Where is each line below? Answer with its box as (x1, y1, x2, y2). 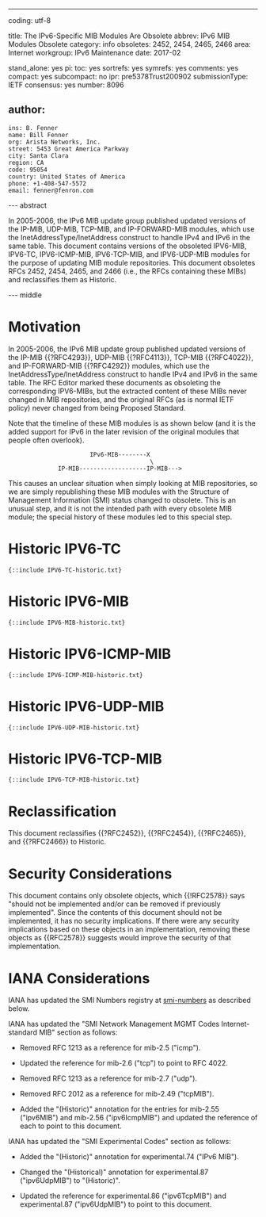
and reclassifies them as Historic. (8, 274, 117, 284)
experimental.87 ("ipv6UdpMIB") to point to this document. (19, 1200, 212, 1209)
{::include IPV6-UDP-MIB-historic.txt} (8, 723, 140, 732)
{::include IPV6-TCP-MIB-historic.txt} (8, 776, 140, 784)
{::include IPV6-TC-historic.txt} (8, 566, 123, 574)
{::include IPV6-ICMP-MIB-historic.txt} (8, 671, 144, 679)
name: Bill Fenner (8, 131, 69, 139)
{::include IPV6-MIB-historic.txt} (8, 618, 126, 626)
